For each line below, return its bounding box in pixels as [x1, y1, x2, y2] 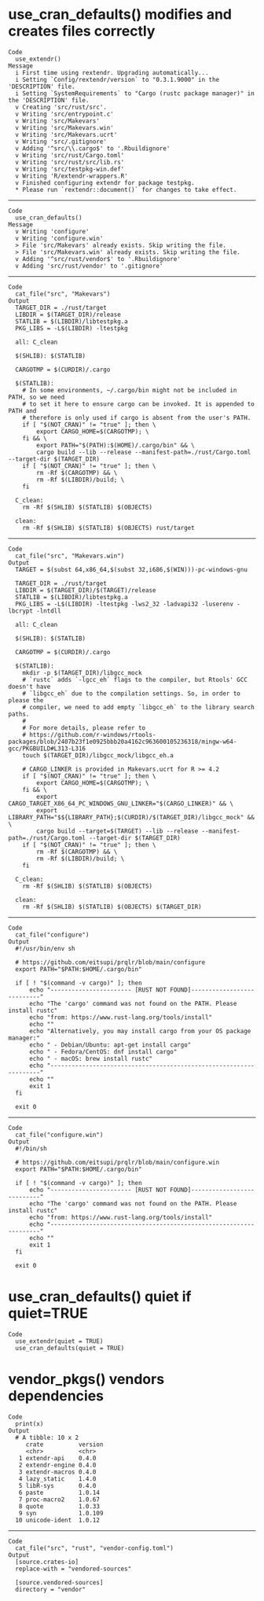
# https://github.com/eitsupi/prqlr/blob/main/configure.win [15, 1158, 220, 1166]
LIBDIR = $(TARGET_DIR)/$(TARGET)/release [15, 586, 156, 594]
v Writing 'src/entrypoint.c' [15, 110, 114, 118]
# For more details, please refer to [22, 723, 146, 732]
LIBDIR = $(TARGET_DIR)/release [15, 311, 122, 318]
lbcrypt [8, 607, 34, 615]
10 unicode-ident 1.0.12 [15, 1516, 101, 1524]
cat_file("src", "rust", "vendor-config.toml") [15, 1544, 174, 1552]
